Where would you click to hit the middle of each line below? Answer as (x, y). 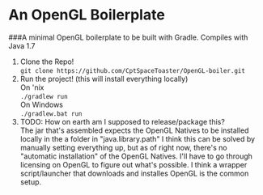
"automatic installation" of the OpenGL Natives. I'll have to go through (136, 156)
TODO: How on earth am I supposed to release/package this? (122, 121)
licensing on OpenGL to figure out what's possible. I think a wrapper (134, 164)
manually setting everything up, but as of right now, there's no (124, 147)
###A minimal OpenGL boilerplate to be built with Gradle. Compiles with (128, 37)
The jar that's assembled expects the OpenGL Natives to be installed (134, 130)
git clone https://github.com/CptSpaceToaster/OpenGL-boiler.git (132, 70)
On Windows (41, 104)
